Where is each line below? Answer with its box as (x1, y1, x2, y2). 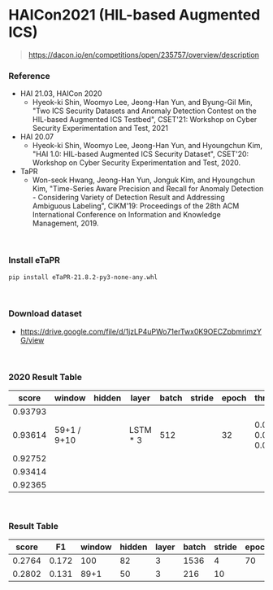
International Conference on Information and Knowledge (32, 210, 221, 220)
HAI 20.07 (19, 132, 54, 142)
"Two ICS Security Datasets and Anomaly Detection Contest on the (32, 106, 258, 116)
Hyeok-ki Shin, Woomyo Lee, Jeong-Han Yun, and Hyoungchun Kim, (32, 141, 262, 151)
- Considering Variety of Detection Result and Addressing (32, 193, 225, 203)
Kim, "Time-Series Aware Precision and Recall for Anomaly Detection (32, 184, 264, 194)
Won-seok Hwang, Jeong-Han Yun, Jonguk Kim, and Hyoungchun (32, 175, 256, 185)
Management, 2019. (32, 218, 99, 229)
